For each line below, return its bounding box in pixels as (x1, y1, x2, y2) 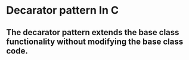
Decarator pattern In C (6, 4, 119, 17)
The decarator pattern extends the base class (6, 27, 179, 37)
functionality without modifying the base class (6, 36, 184, 46)
